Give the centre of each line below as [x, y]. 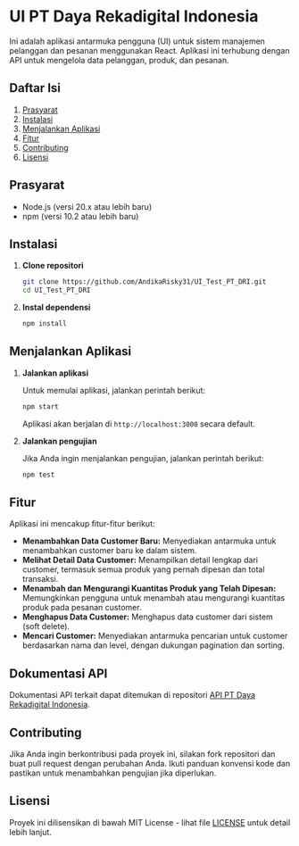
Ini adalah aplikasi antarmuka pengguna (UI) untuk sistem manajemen [137, 41]
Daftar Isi [35, 88]
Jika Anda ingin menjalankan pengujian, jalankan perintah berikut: [143, 458]
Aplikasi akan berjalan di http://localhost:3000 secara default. [139, 423]
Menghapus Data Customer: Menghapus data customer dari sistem [148, 617]
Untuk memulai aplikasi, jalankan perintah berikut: [114, 390]
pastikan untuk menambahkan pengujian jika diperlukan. [113, 773]
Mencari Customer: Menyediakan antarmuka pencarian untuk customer [155, 636]
